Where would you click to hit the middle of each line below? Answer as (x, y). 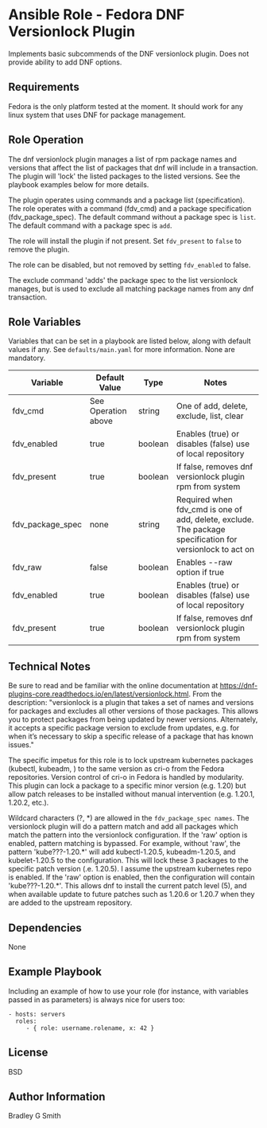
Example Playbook (55, 972)
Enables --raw (204, 562)
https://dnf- (239, 686)
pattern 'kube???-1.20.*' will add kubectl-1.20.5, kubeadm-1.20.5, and (122, 852)
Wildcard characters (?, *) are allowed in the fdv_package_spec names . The (129, 818)
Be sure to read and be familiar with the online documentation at (113, 686)
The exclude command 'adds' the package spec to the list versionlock (123, 280)
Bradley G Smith (35, 1116)
